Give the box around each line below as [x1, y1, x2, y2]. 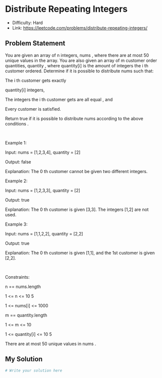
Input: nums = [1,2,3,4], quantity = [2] [5, 149, 81, 155]
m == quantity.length [5, 312, 47, 318]
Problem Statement [5, 39, 66, 48]
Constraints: [5, 274, 30, 280]
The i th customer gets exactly [5, 77, 67, 83]
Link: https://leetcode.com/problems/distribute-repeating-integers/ [12, 25, 148, 30]
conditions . [5, 120, 29, 126]
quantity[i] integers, [5, 87, 45, 93]
